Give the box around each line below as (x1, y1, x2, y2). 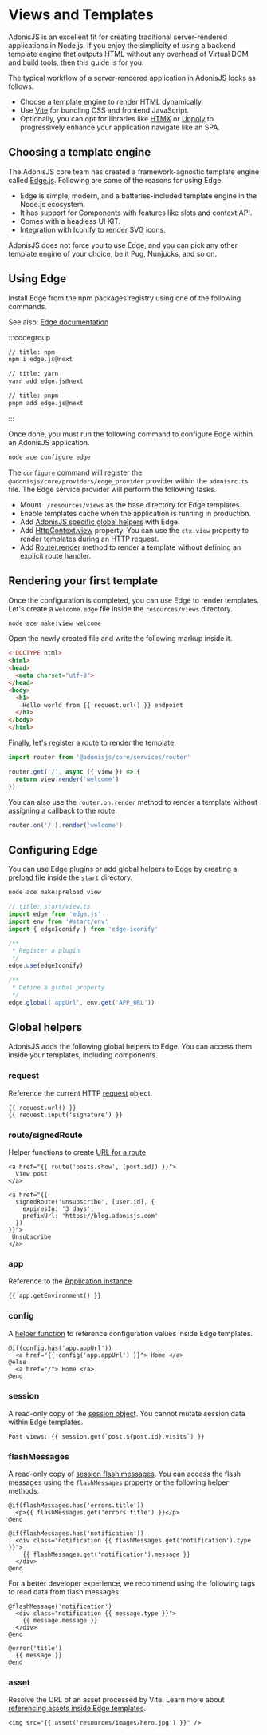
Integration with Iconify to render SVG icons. (19, 225, 166, 234)
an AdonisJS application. (8, 437, 90, 447)
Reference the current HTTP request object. (8, 1088, 153, 1098)
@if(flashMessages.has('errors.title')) (8, 1502, 145, 1510)
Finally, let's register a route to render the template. (8, 738, 177, 747)
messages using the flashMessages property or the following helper (8, 1478, 229, 1487)
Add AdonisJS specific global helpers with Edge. (19, 517, 181, 527)
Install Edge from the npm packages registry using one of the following (8, 293, 241, 303)
